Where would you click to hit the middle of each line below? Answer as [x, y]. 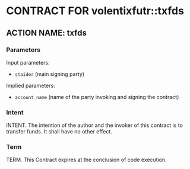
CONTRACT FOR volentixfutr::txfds [95, 11]
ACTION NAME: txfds [47, 33]
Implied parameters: [31, 85]
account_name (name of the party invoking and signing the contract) [97, 97]
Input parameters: [28, 62]
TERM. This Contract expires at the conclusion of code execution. [87, 160]
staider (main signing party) [50, 74]
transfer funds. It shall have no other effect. [59, 132]
